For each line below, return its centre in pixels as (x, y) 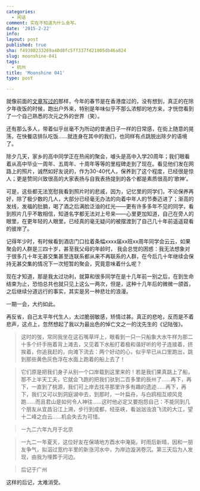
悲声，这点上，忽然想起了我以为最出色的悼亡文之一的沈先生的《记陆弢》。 (96, 324)
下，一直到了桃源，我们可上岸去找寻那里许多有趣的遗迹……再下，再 (103, 387)
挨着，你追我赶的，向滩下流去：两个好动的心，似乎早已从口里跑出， (104, 352)
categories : (21, 12)
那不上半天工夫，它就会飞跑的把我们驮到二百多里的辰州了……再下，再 (106, 379)
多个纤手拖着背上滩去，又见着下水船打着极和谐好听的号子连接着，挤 (110, 344)
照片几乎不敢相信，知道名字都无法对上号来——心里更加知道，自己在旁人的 (102, 214)
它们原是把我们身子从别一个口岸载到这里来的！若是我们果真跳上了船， (107, 372)
